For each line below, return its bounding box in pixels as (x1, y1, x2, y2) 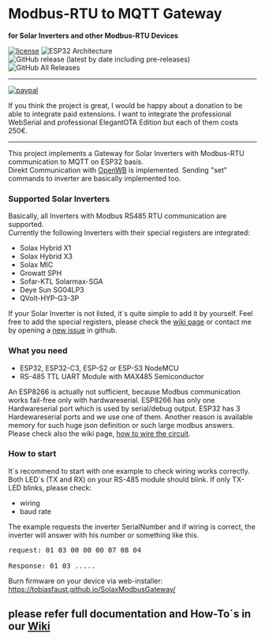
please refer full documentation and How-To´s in (8, 608, 252, 621)
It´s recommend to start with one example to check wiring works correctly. (8, 466, 250, 475)
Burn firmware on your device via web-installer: (8, 576, 163, 586)
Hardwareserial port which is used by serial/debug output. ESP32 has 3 (8, 404, 241, 413)
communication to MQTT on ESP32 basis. (8, 157, 144, 166)
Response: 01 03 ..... (8, 561, 96, 570)
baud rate (19, 506, 51, 516)
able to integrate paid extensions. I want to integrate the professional (8, 109, 232, 118)
